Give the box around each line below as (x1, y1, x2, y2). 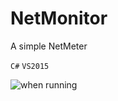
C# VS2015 (10, 61, 50, 71)
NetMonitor (10, 7, 108, 30)
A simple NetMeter (10, 40, 88, 52)
